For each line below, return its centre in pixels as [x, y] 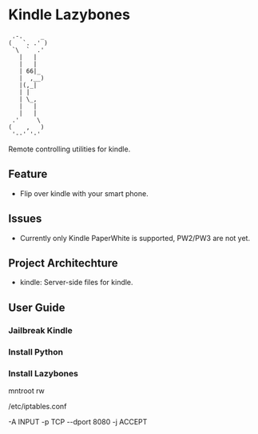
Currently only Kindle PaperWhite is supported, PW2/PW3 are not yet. [135, 238]
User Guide [37, 307]
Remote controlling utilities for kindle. [69, 149]
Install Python [36, 352]
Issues [25, 219]
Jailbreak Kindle [41, 330]
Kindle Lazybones [69, 15]
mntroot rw [27, 391]
